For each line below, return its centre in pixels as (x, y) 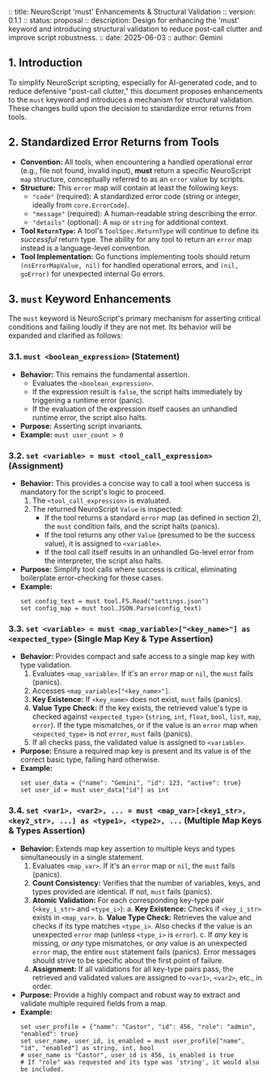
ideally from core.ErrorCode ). (80, 205)
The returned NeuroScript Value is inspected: (108, 509)
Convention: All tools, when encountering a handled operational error (136, 162)
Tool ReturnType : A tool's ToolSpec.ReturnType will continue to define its (139, 231)
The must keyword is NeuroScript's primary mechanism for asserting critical (135, 318)
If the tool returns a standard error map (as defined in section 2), (152, 518)
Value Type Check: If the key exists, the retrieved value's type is (140, 708)
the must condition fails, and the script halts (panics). (132, 526)
